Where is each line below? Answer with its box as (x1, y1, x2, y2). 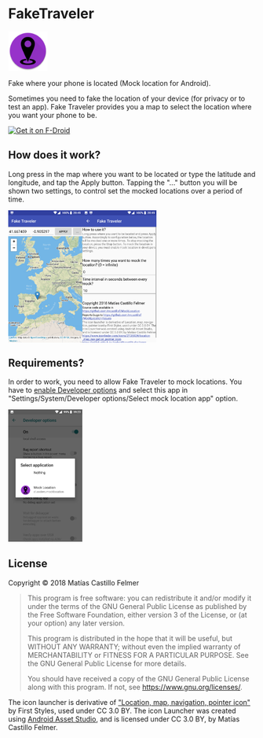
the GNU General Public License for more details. (27, 659, 187, 668)
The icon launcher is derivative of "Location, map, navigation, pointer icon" (8, 697, 251, 707)
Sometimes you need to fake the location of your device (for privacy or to (8, 94, 246, 103)
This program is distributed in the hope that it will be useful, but (27, 633, 233, 643)
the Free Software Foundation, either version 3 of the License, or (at (27, 610, 247, 619)
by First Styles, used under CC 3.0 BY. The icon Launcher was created (8, 706, 237, 715)
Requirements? (8, 356, 85, 370)
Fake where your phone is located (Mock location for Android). (8, 78, 211, 87)
